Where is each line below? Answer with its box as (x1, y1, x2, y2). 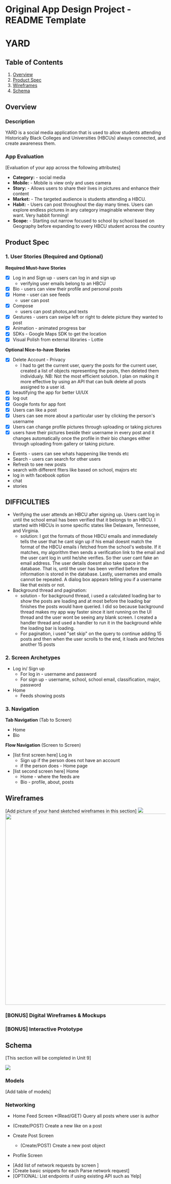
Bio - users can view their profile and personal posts (12, 285, 123, 292)
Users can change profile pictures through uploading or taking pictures (12, 424, 162, 430)
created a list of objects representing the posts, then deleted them (20, 368, 159, 374)
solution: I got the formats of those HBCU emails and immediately (20, 533, 158, 539)
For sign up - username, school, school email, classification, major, (20, 676, 161, 682)
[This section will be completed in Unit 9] (5, 1055, 92, 1061)
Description (5, 118, 35, 125)
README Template (5, 14, 87, 26)
